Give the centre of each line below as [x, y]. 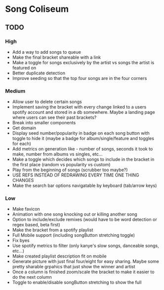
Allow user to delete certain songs [47, 102]
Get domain [24, 128]
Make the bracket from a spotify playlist [53, 230]
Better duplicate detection [39, 73]
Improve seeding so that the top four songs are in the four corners [80, 78]
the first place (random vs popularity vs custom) [61, 165]
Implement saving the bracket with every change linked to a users [79, 107]
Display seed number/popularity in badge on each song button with [81, 133]
